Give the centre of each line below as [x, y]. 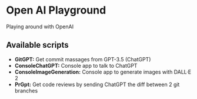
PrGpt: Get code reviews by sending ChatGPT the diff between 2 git [97, 84]
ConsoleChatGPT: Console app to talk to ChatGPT [76, 65]
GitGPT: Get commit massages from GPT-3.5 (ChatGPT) [83, 59]
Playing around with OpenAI [40, 27]
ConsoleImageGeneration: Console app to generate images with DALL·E [103, 72]
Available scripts [37, 45]
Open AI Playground [56, 10]
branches [26, 90]
